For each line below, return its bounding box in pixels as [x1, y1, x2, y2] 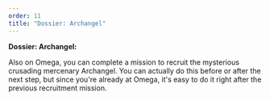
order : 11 [8, 11, 42, 20]
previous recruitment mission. [8, 82, 107, 93]
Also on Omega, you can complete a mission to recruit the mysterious [8, 57, 240, 67]
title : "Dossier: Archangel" [8, 19, 106, 27]
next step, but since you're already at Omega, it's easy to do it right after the [8, 74, 262, 84]
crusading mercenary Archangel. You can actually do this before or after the [8, 65, 261, 75]
